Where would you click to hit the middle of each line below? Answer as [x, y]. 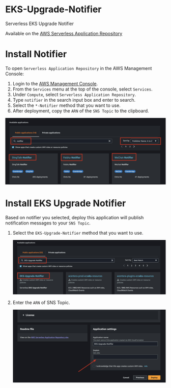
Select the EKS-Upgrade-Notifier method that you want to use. [78, 233]
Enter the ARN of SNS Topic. [41, 302]
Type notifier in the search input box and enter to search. [74, 100]
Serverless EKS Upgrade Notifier [40, 24]
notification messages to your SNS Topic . [48, 223]
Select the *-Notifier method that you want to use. [66, 105]
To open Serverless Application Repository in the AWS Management [79, 68]
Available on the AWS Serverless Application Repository [64, 33]
